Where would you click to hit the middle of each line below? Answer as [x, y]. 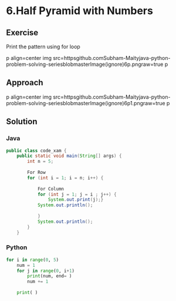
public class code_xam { [36, 150]
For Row [36, 172]
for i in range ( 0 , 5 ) [33, 260]
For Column [51, 189]
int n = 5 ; [40, 162]
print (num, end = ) [50, 276]
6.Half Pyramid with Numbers [80, 11]
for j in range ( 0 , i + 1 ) [46, 271]
